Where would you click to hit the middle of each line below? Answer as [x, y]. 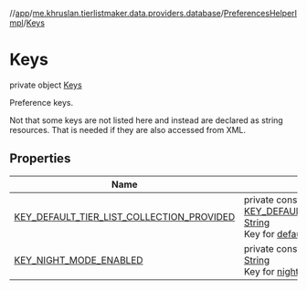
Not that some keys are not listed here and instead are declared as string [146, 120]
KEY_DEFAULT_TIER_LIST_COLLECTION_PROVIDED [125, 216]
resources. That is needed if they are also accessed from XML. [128, 129]
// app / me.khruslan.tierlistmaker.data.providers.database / [117, 13]
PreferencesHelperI [260, 13]
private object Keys [46, 85]
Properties [40, 159]
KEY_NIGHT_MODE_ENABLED [79, 260]
